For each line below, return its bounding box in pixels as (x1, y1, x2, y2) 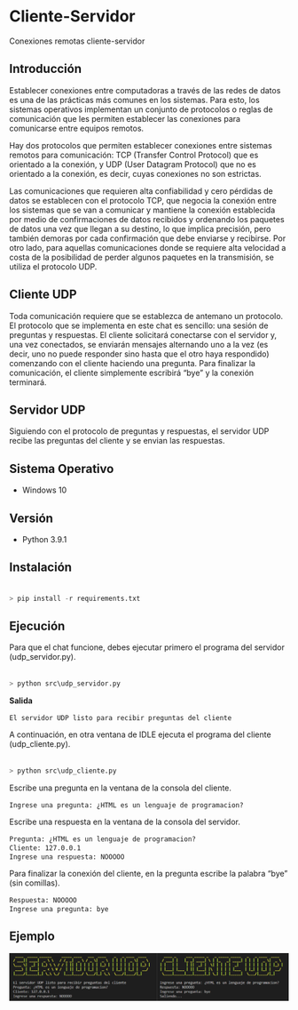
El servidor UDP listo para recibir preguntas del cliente (9, 714, 232, 723)
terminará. (9, 376, 47, 388)
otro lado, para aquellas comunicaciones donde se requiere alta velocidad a (9, 242, 286, 252)
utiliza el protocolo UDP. (9, 261, 98, 272)
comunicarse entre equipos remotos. (9, 123, 145, 133)
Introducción (9, 61, 82, 76)
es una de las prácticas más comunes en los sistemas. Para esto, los (9, 94, 260, 105)
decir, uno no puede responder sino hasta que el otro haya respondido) (9, 349, 270, 359)
